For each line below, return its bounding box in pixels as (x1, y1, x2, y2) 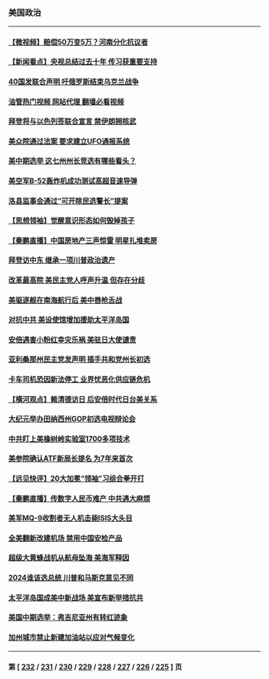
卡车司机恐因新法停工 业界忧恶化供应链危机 (8, 374, 151, 384)
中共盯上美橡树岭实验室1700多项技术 (8, 434, 130, 443)
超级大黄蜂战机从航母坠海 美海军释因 (8, 553, 130, 563)
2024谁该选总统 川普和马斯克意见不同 (8, 572, 134, 582)
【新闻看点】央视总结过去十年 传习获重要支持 (8, 57, 158, 67)
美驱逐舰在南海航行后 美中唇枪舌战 (8, 295, 122, 305)
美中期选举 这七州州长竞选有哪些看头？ (8, 156, 137, 166)
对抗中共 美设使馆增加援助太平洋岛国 (8, 315, 130, 325)
